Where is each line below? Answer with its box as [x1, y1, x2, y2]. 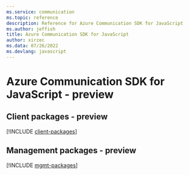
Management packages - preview [6, 145, 137, 156]
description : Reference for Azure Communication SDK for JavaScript [6, 20, 184, 26]
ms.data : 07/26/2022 [6, 43, 59, 49]
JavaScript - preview [6, 87, 114, 101]
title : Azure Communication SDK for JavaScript [6, 32, 129, 38]
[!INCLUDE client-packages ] [6, 128, 77, 135]
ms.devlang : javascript [6, 49, 67, 55]
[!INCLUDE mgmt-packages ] [6, 162, 78, 169]
